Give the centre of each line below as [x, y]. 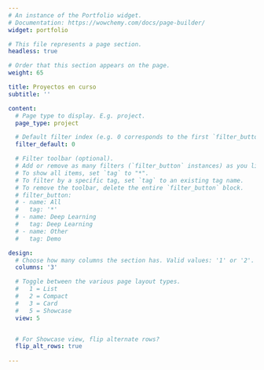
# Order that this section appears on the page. [89, 66]
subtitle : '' [29, 94]
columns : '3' [37, 267]
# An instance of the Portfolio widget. [75, 15]
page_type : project [47, 123]
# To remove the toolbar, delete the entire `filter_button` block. [130, 188]
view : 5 [28, 318]
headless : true [33, 52]
